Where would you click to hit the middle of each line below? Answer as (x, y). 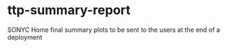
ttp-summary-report (69, 10)
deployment (25, 37)
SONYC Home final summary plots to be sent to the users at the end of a (114, 30)
